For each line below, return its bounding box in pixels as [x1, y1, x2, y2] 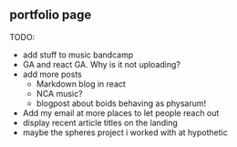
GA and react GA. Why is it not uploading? [22, 58, 180, 69]
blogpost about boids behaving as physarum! [36, 98, 207, 109]
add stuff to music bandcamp [22, 49, 134, 60]
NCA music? [36, 88, 84, 99]
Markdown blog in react [36, 78, 126, 89]
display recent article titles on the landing [22, 117, 178, 128]
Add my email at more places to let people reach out [22, 107, 220, 118]
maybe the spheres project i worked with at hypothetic [22, 127, 228, 138]
